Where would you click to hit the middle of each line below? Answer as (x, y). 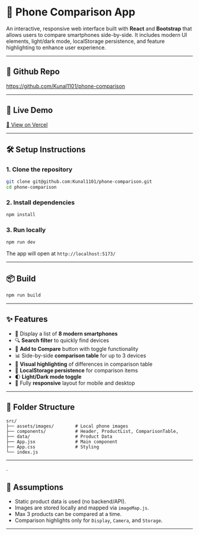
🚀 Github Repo (33, 72)
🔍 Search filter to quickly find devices (62, 340)
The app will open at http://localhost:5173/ (61, 254)
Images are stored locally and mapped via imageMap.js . (82, 508)
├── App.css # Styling (53, 447)
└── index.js (22, 452)
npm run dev (21, 242)
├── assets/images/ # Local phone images (67, 426)
